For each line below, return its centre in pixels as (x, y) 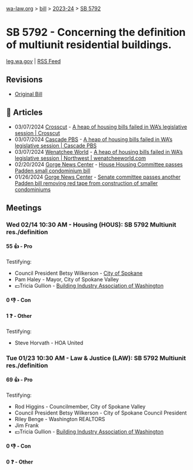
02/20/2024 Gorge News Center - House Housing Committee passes (99, 164)
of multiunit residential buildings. (89, 45)
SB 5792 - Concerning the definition (96, 32)
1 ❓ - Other (19, 316)
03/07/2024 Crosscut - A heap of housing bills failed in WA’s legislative (101, 127)
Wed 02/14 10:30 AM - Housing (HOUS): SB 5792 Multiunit (91, 225)
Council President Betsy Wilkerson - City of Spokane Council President (101, 413)
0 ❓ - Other (20, 462)
